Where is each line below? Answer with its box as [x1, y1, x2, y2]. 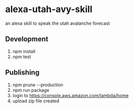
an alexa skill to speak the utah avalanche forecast [5, 20, 110, 26]
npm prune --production [12, 82, 63, 88]
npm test [12, 53, 31, 60]
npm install [12, 48, 36, 54]
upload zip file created [12, 97, 59, 104]
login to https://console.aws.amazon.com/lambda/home [12, 92, 129, 98]
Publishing [5, 68, 40, 77]
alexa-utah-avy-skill [5, 4, 93, 15]
